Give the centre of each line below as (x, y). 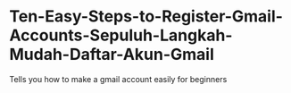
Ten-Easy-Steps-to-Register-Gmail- (146, 17)
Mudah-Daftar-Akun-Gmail (112, 55)
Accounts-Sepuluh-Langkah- (121, 35)
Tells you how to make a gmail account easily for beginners (118, 79)
